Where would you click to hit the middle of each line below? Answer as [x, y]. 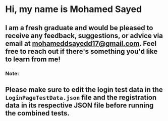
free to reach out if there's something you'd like [81, 51]
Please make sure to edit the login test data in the [84, 90]
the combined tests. [37, 113]
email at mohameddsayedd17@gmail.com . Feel [81, 43]
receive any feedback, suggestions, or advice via [84, 35]
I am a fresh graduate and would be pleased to [79, 28]
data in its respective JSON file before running [79, 105]
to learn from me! [33, 59]
